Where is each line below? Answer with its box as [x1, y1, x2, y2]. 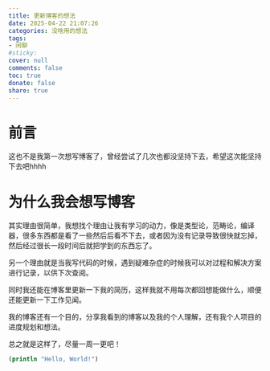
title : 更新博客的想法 [8, 11, 76, 20]
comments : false [8, 64, 63, 72]
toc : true [8, 71, 42, 79]
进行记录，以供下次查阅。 [8, 268, 93, 278]
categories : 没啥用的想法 [8, 26, 88, 35]
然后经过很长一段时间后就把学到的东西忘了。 [8, 241, 157, 251]
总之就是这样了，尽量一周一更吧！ [8, 339, 121, 349]
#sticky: [8, 49, 38, 57]
